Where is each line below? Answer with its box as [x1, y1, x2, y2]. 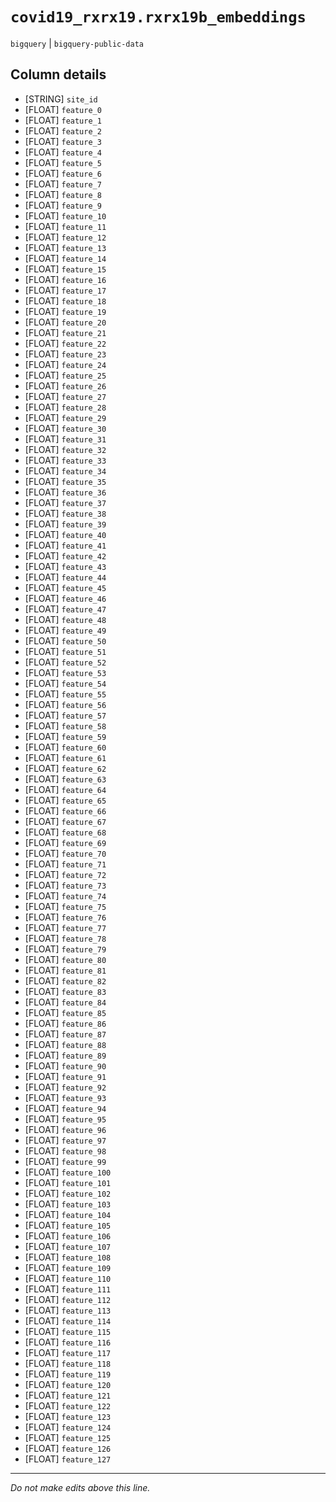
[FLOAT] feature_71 [24, 858, 107, 870]
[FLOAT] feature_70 [24, 847, 107, 859]
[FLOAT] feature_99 [24, 1155, 107, 1167]
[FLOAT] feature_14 [24, 252, 107, 264]
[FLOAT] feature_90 [24, 1059, 107, 1072]
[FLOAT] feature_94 [24, 1102, 107, 1114]
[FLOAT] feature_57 [24, 709, 107, 721]
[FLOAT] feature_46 [24, 592, 107, 604]
